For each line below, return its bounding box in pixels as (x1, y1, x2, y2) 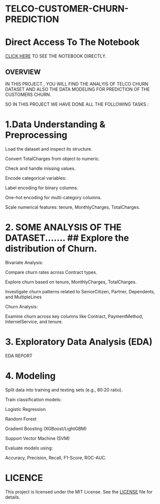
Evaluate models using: (5, 445, 53, 451)
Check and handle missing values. (5, 165, 76, 171)
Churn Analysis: (5, 303, 38, 309)
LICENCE (5, 472, 43, 483)
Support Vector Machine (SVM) (5, 435, 70, 441)
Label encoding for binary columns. (5, 185, 78, 191)
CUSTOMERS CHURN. (5, 91, 51, 98)
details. (5, 494, 20, 500)
